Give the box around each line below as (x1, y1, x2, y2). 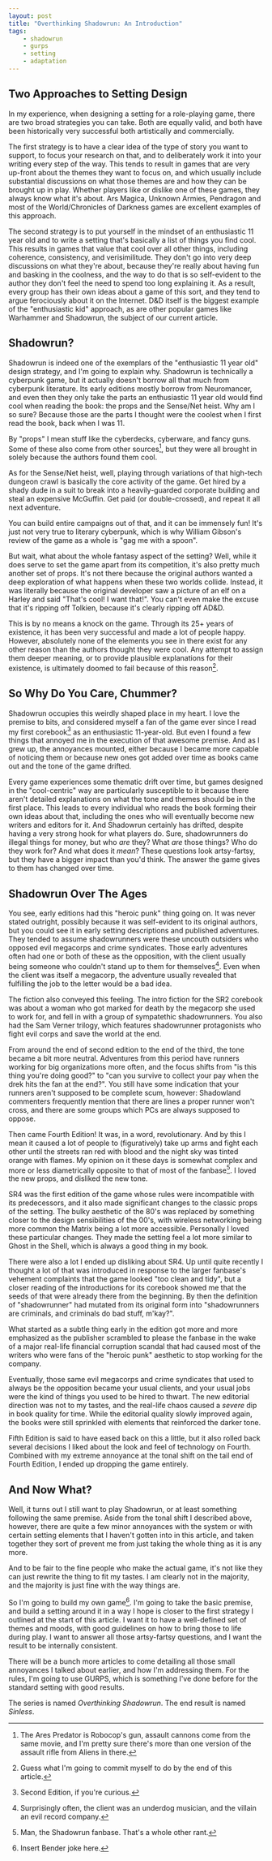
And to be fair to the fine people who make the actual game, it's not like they (8, 1563, 263, 1573)
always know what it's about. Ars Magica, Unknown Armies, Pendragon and (8, 193, 261, 203)
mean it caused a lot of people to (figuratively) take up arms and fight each (8, 1138, 258, 1148)
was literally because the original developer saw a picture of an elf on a (8, 586, 246, 596)
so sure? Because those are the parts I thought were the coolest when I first (8, 409, 261, 419)
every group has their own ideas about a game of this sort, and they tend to (8, 286, 261, 296)
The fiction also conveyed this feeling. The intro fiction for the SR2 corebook (8, 994, 263, 1004)
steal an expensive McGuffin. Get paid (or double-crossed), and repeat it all (8, 494, 261, 504)
